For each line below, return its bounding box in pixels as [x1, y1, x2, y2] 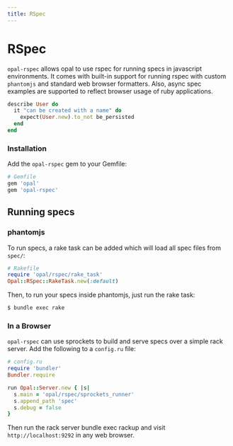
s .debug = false [13, 404, 62, 411]
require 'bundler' [7, 365, 62, 372]
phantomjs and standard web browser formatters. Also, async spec [7, 79, 202, 88]
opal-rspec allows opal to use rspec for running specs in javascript [7, 64, 203, 73]
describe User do [7, 101, 59, 108]
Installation [7, 143, 47, 153]
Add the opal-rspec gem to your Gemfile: [7, 160, 127, 168]
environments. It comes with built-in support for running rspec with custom [7, 72, 227, 80]
